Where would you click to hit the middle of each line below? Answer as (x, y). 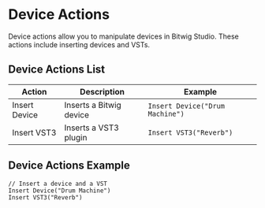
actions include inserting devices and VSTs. (79, 44)
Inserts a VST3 (92, 128)
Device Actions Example (69, 166)
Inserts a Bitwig (93, 105)
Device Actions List (57, 70)
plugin (76, 137)
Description (102, 91)
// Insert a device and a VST (58, 184)
